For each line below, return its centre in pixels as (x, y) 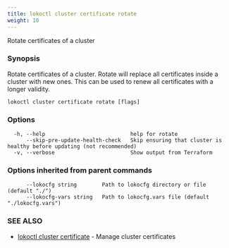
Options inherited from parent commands (80, 170)
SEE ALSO (25, 221)
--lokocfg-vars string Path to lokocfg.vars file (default (118, 197)
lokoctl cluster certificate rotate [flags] (74, 102)
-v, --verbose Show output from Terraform (113, 153)
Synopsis (24, 58)
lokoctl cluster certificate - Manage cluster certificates (97, 236)
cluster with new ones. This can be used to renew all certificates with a (110, 81)
